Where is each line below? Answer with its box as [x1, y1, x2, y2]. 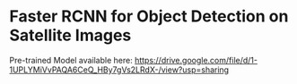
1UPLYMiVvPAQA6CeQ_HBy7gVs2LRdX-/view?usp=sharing [9, 64, 230, 75]
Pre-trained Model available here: [9, 55, 133, 65]
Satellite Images [9, 25, 132, 46]
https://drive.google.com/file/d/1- [134, 55, 258, 65]
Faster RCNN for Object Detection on [9, 6, 289, 27]
